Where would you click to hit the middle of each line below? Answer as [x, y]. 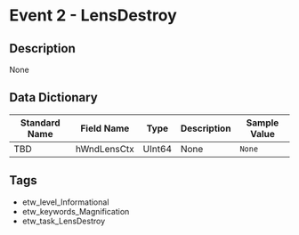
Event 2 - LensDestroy [93, 16]
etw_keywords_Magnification [76, 211]
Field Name [105, 128]
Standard [40, 123]
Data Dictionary [53, 97]
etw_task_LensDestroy [64, 221]
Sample [263, 123]
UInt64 [157, 149]
